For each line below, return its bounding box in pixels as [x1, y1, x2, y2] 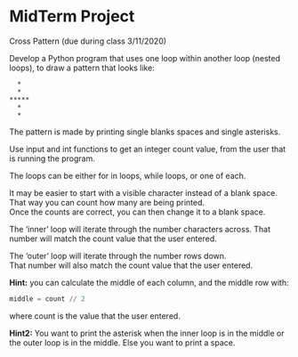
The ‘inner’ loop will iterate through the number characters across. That [9, 223, 271, 234]
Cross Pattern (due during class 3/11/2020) [9, 36, 167, 46]
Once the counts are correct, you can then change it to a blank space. [9, 207, 266, 217]
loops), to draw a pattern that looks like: [9, 62, 156, 73]
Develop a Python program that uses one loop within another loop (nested [9, 53, 280, 63]
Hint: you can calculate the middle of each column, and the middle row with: [9, 277, 289, 288]
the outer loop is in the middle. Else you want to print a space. [9, 337, 236, 348]
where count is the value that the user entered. [9, 310, 181, 321]
